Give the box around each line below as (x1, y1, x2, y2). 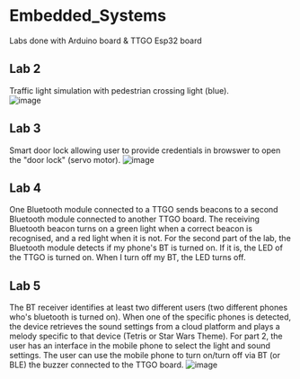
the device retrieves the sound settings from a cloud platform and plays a (9, 321, 280, 332)
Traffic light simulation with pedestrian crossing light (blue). (9, 85, 229, 95)
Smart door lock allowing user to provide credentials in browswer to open (9, 145, 281, 156)
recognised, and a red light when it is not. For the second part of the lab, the (9, 233, 292, 244)
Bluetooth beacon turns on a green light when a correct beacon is (9, 223, 253, 234)
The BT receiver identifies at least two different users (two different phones (9, 302, 288, 313)
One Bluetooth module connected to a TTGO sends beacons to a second (9, 204, 278, 215)
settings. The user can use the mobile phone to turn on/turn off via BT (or (9, 350, 281, 361)
